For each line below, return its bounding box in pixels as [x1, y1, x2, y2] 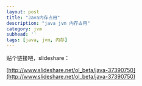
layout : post [6, 8, 40, 15]
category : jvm [6, 25, 43, 32]
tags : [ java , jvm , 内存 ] [6, 37, 68, 43]
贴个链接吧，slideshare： [6, 55, 70, 61]
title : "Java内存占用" [6, 15, 60, 21]
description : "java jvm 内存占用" [6, 20, 90, 26]
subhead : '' [6, 31, 37, 38]
